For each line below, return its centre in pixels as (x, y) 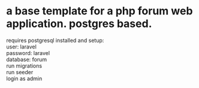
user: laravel (22, 47)
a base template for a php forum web (99, 11)
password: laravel (28, 53)
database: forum (27, 59)
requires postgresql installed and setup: (55, 40)
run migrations (24, 66)
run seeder (20, 72)
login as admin (24, 78)
